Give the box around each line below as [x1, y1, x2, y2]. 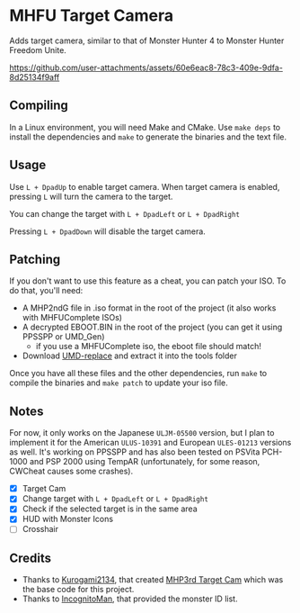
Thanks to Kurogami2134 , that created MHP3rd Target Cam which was [22, 574, 284, 585]
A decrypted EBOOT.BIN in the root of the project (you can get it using [22, 321, 283, 333]
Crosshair [22, 524, 59, 535]
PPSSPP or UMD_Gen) [22, 331, 105, 342]
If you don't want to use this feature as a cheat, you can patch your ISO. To [9, 275, 287, 286]
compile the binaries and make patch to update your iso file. [9, 377, 228, 388]
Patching [9, 251, 61, 266]
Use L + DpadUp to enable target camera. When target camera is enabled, [9, 181, 280, 192]
